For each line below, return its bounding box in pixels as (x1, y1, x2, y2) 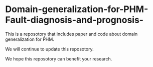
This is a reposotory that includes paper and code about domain (5, 31, 138, 37)
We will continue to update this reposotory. (5, 46, 94, 52)
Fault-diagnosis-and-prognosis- (5, 14, 144, 26)
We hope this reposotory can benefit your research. (5, 55, 112, 61)
